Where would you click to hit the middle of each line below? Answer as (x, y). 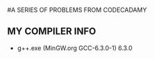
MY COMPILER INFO (52, 31)
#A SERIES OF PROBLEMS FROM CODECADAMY (77, 10)
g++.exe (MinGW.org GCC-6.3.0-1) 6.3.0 (75, 48)
